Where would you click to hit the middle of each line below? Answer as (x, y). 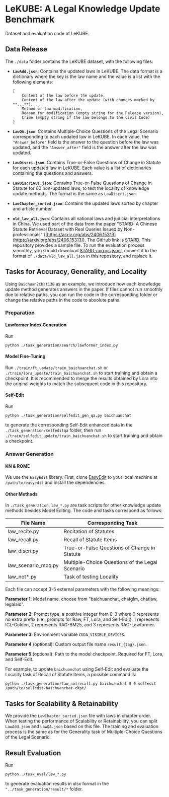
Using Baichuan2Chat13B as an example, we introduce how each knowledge (83, 284)
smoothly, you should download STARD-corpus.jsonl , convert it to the (84, 250)
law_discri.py (23, 551)
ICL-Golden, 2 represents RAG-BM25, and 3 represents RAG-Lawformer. (80, 625)
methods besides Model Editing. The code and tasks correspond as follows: (84, 511)
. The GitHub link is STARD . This (118, 240)
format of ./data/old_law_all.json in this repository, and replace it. (82, 256)
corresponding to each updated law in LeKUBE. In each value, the (81, 136)
